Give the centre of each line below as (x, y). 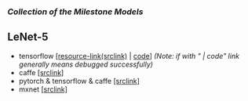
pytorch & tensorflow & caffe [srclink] (79, 81)
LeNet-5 (28, 37)
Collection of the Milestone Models (75, 12)
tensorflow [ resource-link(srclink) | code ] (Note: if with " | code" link (129, 56)
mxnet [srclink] (43, 89)
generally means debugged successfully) (86, 64)
